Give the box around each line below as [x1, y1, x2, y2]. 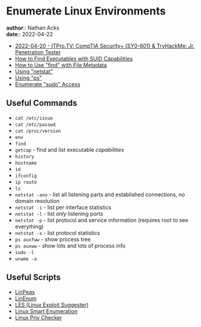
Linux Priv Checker [14, 314, 62, 321]
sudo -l [14, 249, 34, 255]
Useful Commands [6, 98, 77, 108]
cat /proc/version [14, 128, 61, 134]
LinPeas [14, 288, 35, 296]
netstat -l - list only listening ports [14, 210, 103, 217]
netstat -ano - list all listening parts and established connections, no [14, 191, 185, 198]
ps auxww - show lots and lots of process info [14, 242, 126, 249]
